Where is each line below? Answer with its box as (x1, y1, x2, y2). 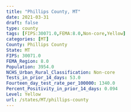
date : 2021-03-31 (6, 14, 49, 20)
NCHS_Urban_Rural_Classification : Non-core (6, 69, 116, 75)
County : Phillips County (6, 42, 68, 48)
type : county (6, 25, 39, 31)
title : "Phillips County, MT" (6, 8, 81, 15)
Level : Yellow (6, 91, 41, 97)
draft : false (6, 20, 39, 25)
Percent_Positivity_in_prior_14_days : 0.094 (6, 86, 118, 92)
